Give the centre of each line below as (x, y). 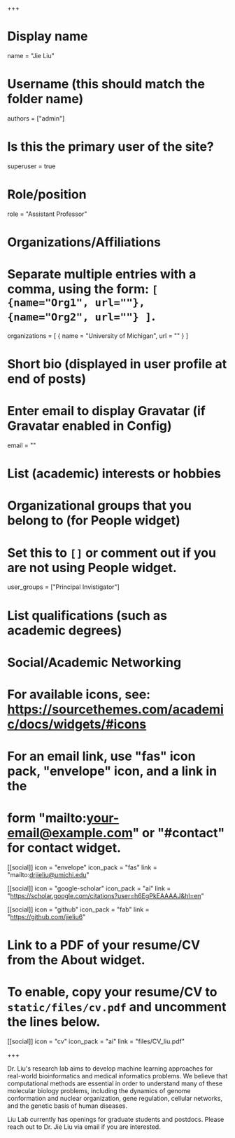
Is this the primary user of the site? (111, 147)
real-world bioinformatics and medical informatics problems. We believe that (117, 1076)
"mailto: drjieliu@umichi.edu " (48, 875)
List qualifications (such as (87, 615)
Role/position (47, 194)
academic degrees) (65, 630)
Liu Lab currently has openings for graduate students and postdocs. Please (116, 1120)
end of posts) (47, 379)
